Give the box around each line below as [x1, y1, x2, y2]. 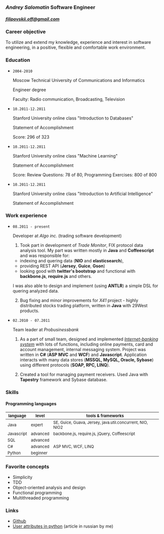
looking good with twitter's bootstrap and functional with [19, 268, 136, 274]
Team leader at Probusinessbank [12, 326, 79, 333]
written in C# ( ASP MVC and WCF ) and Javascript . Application [19, 352, 147, 357]
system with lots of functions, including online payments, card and [19, 341, 153, 347]
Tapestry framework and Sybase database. [19, 376, 108, 382]
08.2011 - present [12, 224, 50, 229]
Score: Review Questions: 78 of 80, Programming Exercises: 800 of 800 [12, 172, 157, 178]
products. [19, 308, 39, 314]
